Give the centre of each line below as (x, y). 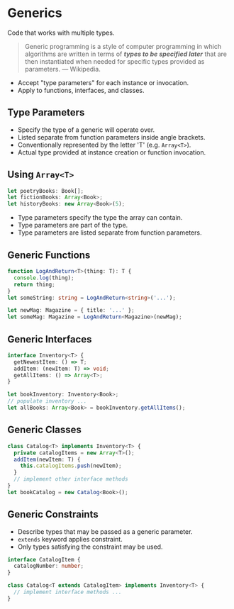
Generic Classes (44, 430)
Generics (35, 13)
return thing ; (34, 284)
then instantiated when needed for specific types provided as (115, 61)
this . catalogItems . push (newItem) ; (71, 466)
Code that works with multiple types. (61, 33)
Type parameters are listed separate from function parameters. (110, 233)
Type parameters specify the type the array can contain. (100, 218)
